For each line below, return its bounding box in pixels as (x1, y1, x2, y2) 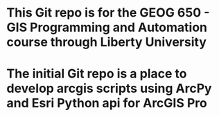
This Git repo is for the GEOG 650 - (6, 5, 210, 21)
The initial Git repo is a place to (6, 66, 187, 82)
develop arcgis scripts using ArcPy (6, 81, 212, 96)
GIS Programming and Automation (6, 19, 207, 35)
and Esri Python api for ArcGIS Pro (6, 96, 207, 111)
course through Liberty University (6, 35, 207, 50)
